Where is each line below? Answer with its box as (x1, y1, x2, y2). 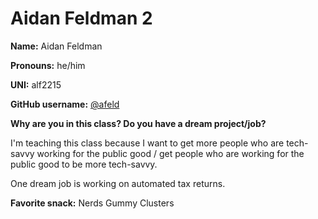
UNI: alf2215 (10, 78, 62, 91)
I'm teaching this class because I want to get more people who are (10, 137, 285, 149)
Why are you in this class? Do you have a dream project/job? (10, 117, 267, 129)
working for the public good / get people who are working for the (36, 147, 305, 159)
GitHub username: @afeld (10, 98, 120, 110)
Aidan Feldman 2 (10, 7, 153, 30)
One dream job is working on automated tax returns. (10, 177, 226, 189)
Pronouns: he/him (10, 59, 86, 71)
